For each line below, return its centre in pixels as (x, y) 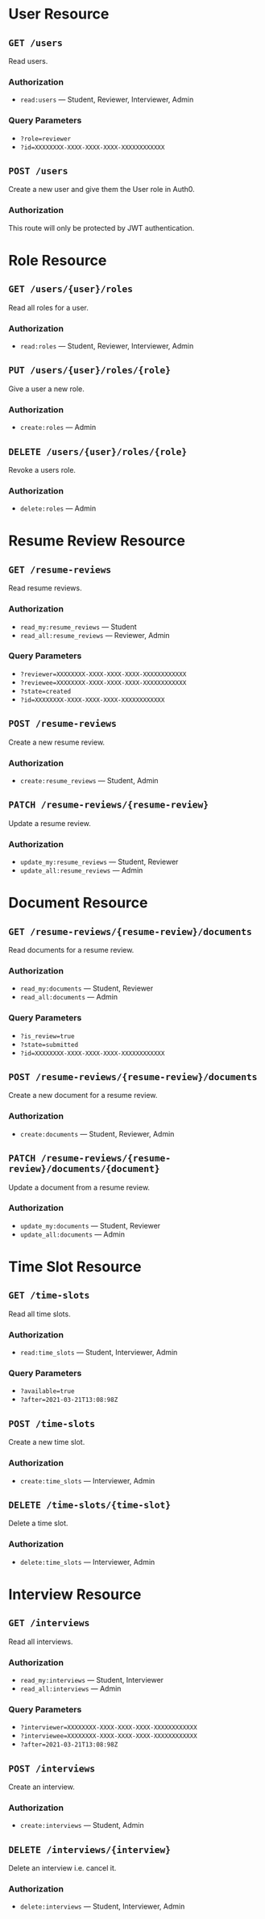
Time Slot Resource (75, 1267)
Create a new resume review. (57, 742)
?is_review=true (47, 1036)
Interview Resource (75, 1594)
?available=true (47, 1391)
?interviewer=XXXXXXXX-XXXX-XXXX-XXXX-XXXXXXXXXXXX (108, 1728)
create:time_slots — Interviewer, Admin (87, 1480)
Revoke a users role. (42, 469)
